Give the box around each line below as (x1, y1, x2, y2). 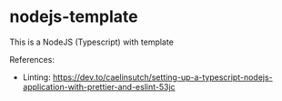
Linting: (22, 71, 52, 83)
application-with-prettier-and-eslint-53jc (22, 81, 176, 92)
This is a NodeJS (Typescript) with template (9, 36, 175, 47)
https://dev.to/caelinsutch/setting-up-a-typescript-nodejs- (53, 71, 273, 83)
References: (9, 54, 55, 65)
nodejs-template (9, 6, 138, 27)
